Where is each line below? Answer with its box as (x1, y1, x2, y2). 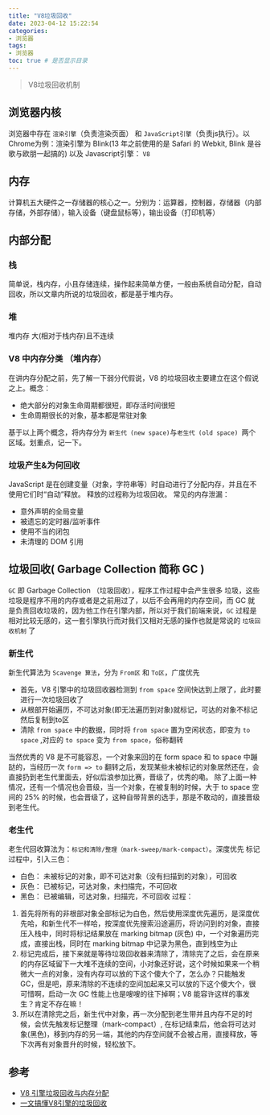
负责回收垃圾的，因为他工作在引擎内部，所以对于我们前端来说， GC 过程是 (14, 605, 257, 615)
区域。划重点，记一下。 (8, 437, 86, 447)
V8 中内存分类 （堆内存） (8, 353, 107, 365)
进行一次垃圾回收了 (19, 695, 84, 704)
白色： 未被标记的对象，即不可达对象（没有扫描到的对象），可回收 (19, 871, 237, 882)
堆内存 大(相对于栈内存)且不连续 (8, 331, 115, 341)
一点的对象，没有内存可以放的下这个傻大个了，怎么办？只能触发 (34, 969, 246, 979)
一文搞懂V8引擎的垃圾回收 (19, 1098, 108, 1108)
